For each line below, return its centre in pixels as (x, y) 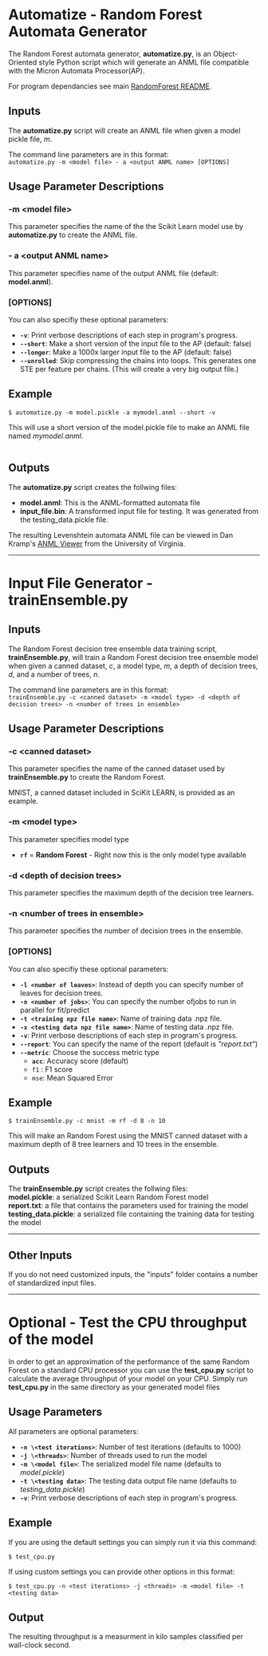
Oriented (23, 62)
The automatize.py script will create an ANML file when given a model (124, 130)
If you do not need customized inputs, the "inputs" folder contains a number (133, 1274)
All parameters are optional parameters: (73, 1431)
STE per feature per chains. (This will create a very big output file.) (129, 370)
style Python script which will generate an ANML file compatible (144, 62)
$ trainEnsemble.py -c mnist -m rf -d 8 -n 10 (87, 1121)
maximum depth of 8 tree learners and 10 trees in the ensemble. (114, 1144)
